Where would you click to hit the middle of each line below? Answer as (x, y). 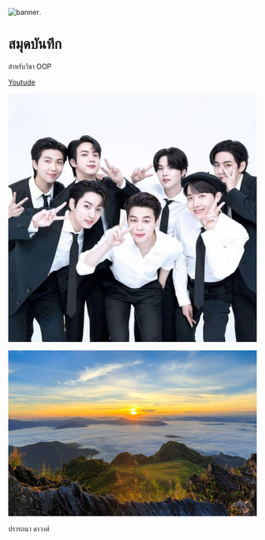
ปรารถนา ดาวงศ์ (29, 529)
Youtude (22, 82)
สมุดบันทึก (35, 44)
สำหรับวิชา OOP (30, 66)
